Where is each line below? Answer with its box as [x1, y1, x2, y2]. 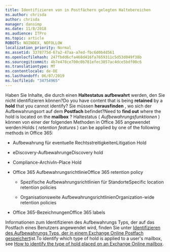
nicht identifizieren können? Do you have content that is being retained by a [5, 97, 163, 103]
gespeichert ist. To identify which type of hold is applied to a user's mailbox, [5, 235, 162, 241]
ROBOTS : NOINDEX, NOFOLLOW [5, 41, 62, 46]
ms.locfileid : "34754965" [5, 78, 60, 83]
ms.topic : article [5, 36, 44, 41]
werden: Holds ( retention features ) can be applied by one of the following [5, 124, 160, 130]
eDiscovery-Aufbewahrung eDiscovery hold [12, 149, 103, 155]
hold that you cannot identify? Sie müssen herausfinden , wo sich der [5, 102, 152, 109]
